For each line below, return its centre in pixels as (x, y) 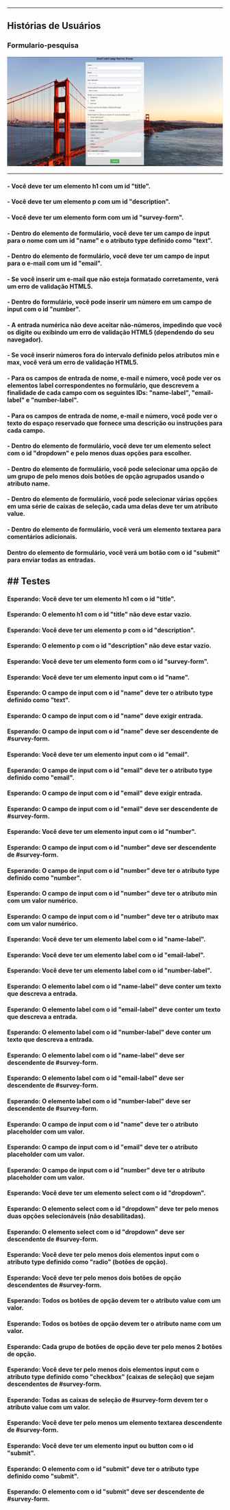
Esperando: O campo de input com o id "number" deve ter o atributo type (114, 870)
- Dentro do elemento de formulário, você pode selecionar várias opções (112, 499)
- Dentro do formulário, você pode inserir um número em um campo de (110, 302)
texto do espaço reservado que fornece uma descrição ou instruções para (115, 423)
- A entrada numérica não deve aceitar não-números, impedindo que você (115, 325)
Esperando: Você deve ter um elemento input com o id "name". (99, 677)
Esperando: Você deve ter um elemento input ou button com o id (100, 1446)
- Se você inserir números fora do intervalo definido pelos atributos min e (114, 355)
